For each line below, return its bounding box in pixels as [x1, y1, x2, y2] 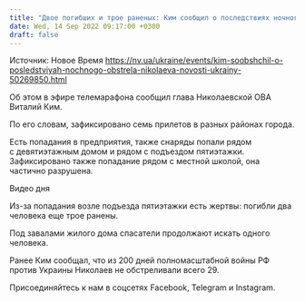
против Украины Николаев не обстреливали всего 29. [9, 265, 220, 276]
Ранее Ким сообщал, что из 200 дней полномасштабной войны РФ [9, 255, 271, 266]
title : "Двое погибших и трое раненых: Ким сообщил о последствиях [9, 13, 271, 23]
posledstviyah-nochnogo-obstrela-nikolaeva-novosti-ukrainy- [9, 64, 242, 75]
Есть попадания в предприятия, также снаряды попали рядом [9, 137, 252, 148]
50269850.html [9, 74, 68, 85]
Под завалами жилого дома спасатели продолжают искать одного [9, 228, 271, 239]
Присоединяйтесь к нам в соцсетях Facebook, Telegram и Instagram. [9, 282, 276, 293]
